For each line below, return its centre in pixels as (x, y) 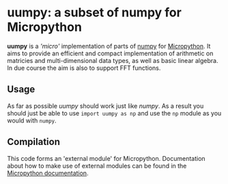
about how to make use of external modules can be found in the (97, 166)
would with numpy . (32, 120)
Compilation (33, 142)
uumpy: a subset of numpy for (95, 13)
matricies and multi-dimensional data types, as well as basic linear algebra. (113, 60)
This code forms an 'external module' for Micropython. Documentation (106, 158)
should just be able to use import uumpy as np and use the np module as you (114, 113)
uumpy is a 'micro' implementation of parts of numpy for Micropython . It (109, 46)
